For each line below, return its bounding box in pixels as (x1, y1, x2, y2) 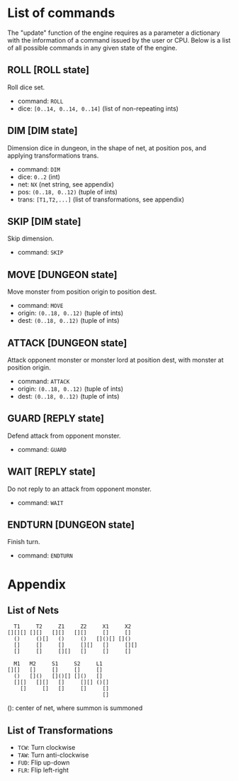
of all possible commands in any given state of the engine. (7, 43, 178, 52)
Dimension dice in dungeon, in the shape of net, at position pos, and (7, 143, 207, 152)
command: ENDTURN (17, 551, 73, 560)
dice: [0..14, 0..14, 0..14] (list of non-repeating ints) (17, 104, 179, 113)
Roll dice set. (7, 83, 45, 92)
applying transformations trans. (7, 151, 99, 160)
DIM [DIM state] (7, 125, 78, 137)
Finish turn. (7, 538, 40, 546)
